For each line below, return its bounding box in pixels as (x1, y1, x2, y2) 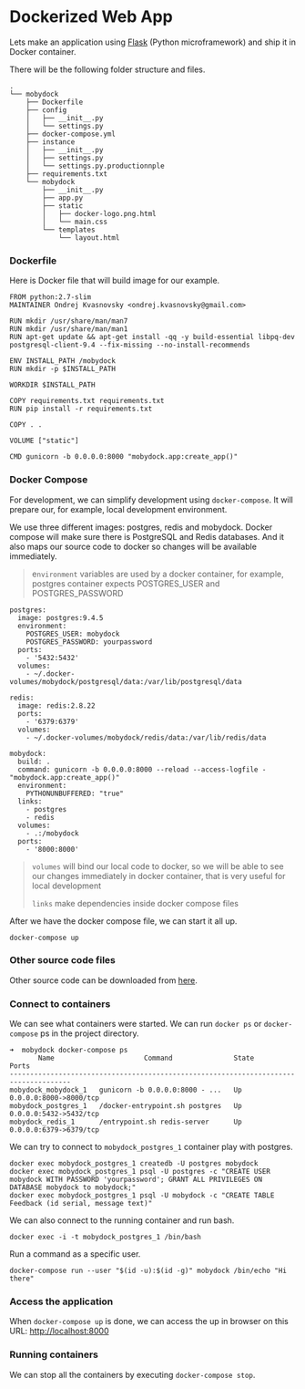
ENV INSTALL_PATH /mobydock (9, 357, 117, 366)
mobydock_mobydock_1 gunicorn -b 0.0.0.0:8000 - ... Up (9, 1085, 243, 1095)
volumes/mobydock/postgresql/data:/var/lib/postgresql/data (9, 677, 243, 686)
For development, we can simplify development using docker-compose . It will (9, 494, 294, 505)
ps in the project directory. (40, 1028, 139, 1039)
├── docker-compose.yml (25, 130, 117, 139)
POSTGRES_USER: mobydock (25, 629, 120, 638)
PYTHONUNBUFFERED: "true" (25, 789, 125, 798)
